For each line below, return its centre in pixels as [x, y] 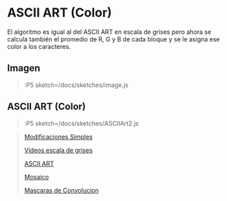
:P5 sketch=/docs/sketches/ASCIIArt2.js [81, 123]
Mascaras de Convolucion [61, 190]
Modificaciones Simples [58, 137]
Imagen [24, 68]
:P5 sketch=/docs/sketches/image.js [76, 85]
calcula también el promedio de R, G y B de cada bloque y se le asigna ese [113, 39]
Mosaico [36, 177]
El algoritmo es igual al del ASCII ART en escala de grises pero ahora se [109, 32]
